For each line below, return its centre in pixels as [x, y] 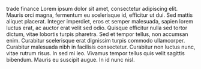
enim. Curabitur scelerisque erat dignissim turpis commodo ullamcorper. [96, 40]
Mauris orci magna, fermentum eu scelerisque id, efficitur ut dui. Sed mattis [100, 15]
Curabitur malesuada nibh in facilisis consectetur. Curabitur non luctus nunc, [101, 47]
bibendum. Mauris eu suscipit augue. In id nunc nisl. [70, 60]
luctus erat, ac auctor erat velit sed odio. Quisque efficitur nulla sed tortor [97, 28]
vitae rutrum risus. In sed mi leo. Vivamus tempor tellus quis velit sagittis [95, 53]
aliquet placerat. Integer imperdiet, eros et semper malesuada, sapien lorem [100, 21]
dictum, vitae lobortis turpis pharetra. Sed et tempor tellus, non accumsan [97, 34]
